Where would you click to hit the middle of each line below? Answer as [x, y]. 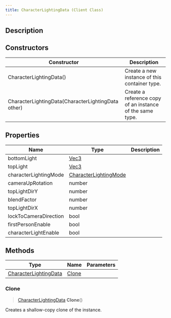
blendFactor [22, 199]
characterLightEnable [34, 233]
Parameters [101, 265]
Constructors [27, 48]
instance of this [143, 77]
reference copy [143, 98]
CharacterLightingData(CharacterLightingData [63, 101]
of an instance [141, 104]
